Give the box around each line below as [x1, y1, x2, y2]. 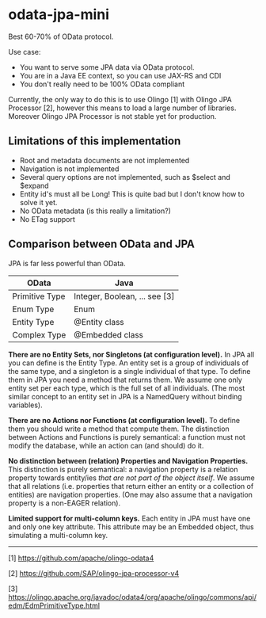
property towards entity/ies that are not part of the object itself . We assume [8, 473, 255, 483]
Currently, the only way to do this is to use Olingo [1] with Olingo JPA [8, 94, 232, 104]
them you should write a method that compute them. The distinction [8, 424, 230, 433]
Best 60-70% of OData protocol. [8, 32, 114, 41]
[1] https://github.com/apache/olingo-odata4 [8, 553, 154, 563]
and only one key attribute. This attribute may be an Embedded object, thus [8, 521, 255, 532]
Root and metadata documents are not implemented [19, 155, 190, 165]
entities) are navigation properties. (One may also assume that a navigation [8, 490, 253, 499]
